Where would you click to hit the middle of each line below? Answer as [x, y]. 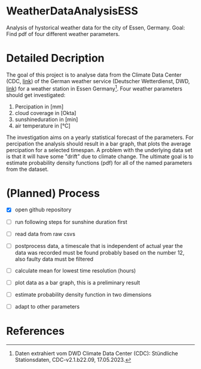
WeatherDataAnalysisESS [72, 11]
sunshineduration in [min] [46, 119]
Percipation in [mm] [39, 107]
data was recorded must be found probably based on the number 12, [100, 252]
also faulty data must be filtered [54, 259]
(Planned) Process [53, 193]
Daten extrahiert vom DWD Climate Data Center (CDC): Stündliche [96, 353]
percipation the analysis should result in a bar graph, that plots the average [99, 143]
